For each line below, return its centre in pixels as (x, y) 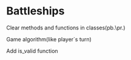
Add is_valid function (32, 51)
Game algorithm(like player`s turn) (49, 39)
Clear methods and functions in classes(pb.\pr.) (66, 28)
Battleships (35, 11)
